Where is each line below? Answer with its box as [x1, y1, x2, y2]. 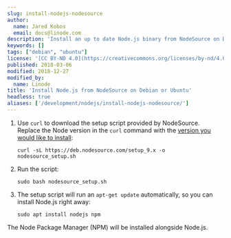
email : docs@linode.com [13, 29, 81, 37]
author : [7, 17, 30, 23]
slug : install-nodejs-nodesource [7, 10, 103, 17]
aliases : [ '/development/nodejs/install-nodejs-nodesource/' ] [7, 100, 189, 107]
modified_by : [7, 74, 45, 81]
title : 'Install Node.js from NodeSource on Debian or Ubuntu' [7, 87, 192, 94]
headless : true [7, 94, 51, 101]
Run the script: [16, 165, 59, 173]
